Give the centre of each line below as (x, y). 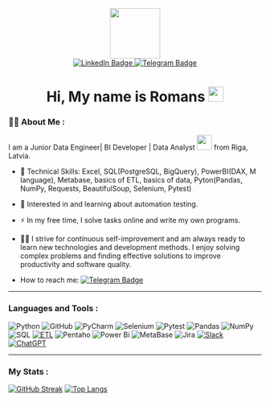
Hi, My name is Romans (126, 97)
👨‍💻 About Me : (37, 122)
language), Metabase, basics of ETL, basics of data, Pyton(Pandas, (131, 180)
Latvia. (19, 156)
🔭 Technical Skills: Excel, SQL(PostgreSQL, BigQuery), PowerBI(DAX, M (138, 171)
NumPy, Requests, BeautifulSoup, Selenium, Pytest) (106, 189)
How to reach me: (49, 280)
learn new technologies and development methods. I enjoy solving (130, 248)
